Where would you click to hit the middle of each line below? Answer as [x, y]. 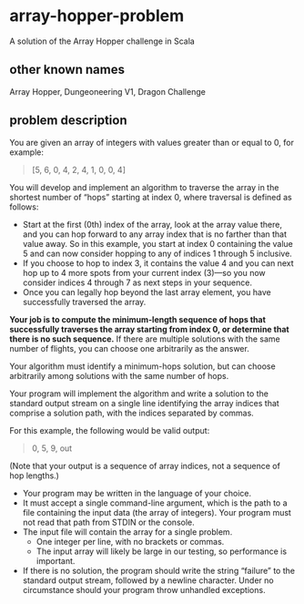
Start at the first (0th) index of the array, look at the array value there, [152, 224]
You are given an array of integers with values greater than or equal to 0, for [152, 142]
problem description [68, 121]
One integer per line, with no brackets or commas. [130, 541]
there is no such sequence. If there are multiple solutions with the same [145, 339]
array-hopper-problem [97, 16]
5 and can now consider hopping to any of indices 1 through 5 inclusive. [157, 253]
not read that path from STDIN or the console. [109, 522]
